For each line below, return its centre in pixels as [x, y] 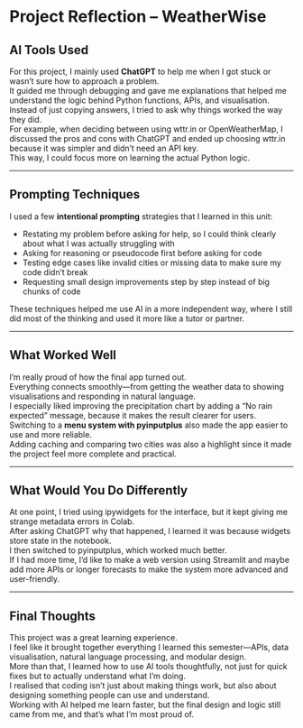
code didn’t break [55, 272]
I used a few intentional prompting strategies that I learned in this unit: [141, 216]
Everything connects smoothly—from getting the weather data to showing [147, 386]
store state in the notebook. [60, 541]
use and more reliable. [51, 434]
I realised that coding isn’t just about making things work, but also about [143, 686]
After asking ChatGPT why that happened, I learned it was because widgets [150, 531]
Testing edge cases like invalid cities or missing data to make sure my [152, 263]
